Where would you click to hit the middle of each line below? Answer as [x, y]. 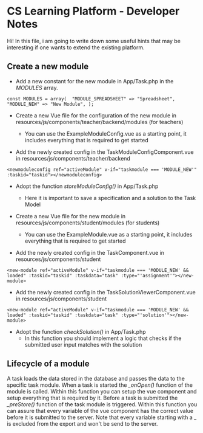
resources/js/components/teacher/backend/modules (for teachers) [99, 122]
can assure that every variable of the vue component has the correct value [100, 410]
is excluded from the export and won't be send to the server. [82, 423]
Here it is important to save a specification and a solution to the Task [110, 198]
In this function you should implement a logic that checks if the [103, 338]
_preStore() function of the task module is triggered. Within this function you [102, 404]
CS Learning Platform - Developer [93, 11]
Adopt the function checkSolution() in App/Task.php [81, 331]
